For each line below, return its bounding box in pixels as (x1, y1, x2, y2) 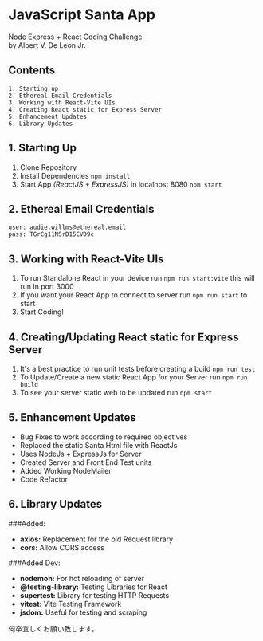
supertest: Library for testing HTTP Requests (19, 590, 170, 600)
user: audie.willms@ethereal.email (8, 223, 127, 232)
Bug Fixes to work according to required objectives (19, 432, 188, 442)
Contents (8, 64, 56, 77)
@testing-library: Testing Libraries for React (19, 582, 167, 592)
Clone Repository (19, 162, 77, 172)
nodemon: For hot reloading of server (19, 573, 145, 583)
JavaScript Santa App (8, 6, 155, 24)
